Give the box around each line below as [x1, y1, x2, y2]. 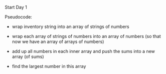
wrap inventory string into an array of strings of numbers [12, 23, 129, 29]
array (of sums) [12, 53, 44, 59]
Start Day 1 [5, 4, 27, 10]
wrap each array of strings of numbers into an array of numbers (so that [12, 33, 161, 39]
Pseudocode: [5, 14, 32, 19]
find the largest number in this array [12, 63, 86, 69]
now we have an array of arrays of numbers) [12, 38, 104, 44]
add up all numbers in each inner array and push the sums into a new [12, 48, 155, 54]
